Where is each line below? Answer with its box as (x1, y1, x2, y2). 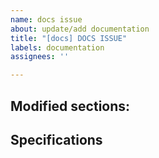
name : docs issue (10, 14, 83, 25)
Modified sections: (10, 97, 131, 115)
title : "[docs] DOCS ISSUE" (10, 33, 128, 43)
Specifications (10, 131, 103, 148)
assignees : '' (10, 52, 70, 62)
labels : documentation (10, 42, 105, 53)
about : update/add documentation (10, 24, 150, 34)
